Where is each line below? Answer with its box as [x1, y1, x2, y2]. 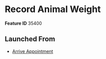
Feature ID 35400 [5, 20, 42, 26]
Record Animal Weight [5, 4, 101, 15]
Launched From [5, 35, 55, 43]
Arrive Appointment [12, 48, 54, 54]
